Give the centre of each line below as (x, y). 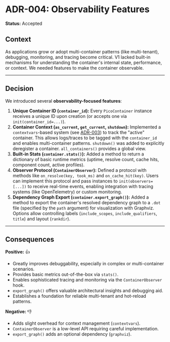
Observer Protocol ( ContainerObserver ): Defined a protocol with (79, 170)
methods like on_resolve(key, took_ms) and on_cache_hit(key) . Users (86, 175)
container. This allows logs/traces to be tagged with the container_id (85, 138)
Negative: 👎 (18, 312)
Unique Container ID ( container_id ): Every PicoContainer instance (82, 111)
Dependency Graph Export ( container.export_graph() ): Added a (81, 197)
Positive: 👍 (18, 252)
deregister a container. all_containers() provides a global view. (79, 148)
